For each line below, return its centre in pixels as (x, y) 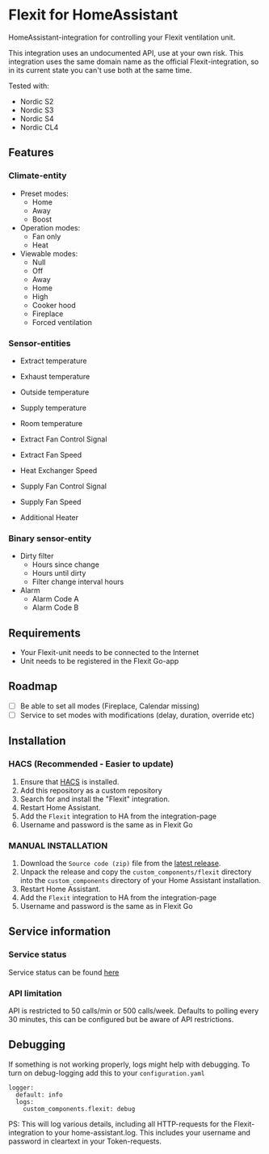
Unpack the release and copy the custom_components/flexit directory (136, 872)
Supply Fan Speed (50, 501)
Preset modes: (44, 193)
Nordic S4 (37, 118)
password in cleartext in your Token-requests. (85, 1141)
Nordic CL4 (39, 127)
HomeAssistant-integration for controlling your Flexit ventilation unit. (122, 37)
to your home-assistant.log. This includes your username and (148, 1132)
